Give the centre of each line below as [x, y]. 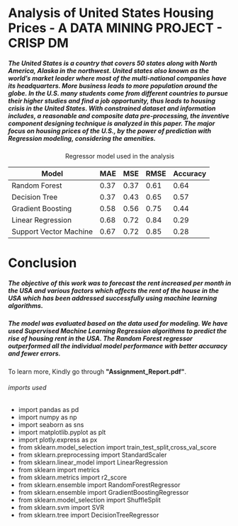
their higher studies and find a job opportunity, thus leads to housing [112, 101]
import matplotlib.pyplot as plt [62, 432]
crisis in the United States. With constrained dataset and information [112, 108]
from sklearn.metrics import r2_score [72, 477]
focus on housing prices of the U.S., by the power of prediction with [110, 131]
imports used [27, 388]
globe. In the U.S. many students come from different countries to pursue [118, 93]
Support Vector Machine [52, 231]
